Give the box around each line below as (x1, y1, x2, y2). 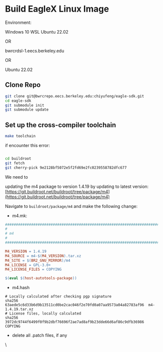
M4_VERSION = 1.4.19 (5, 249, 47, 254)
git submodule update (5, 107, 49, 112)
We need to (5, 174, 28, 180)
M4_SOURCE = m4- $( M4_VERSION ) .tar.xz (5, 253, 81, 259)
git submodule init (5, 103, 45, 108)
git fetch (5, 161, 25, 166)
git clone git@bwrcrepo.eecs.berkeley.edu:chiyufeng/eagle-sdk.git (5, 93, 145, 98)
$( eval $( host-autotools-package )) (5, 276, 77, 281)
